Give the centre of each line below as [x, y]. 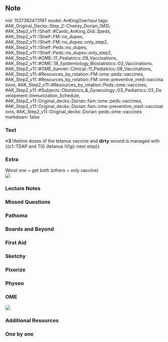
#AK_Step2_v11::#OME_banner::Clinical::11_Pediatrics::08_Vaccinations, [79, 69]
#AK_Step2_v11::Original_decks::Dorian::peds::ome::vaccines [79, 111]
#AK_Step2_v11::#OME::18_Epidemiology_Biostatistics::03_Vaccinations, [79, 63]
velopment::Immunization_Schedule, [43, 95]
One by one [20, 334]
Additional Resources [32, 321]
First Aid [16, 243]
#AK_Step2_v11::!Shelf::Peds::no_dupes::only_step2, [59, 52]
